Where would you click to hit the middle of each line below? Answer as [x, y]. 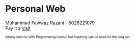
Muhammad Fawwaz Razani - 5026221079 [50, 23]
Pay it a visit [18, 28]
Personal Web [35, 9]
